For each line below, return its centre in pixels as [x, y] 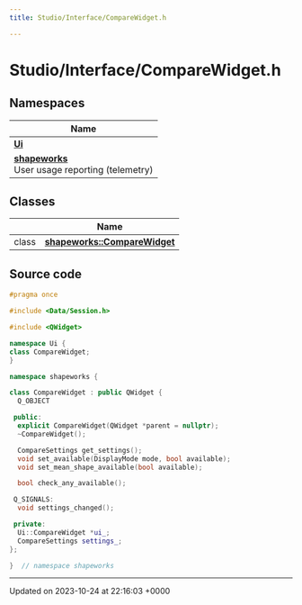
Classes [32, 202]
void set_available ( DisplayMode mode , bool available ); [124, 459]
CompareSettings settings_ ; [70, 541]
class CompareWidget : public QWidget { [86, 393]
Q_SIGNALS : [33, 500]
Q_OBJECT [34, 402]
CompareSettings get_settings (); [80, 450]
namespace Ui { [38, 343]
